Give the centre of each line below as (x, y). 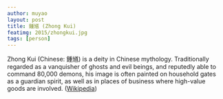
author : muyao (28, 13)
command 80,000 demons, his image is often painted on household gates (112, 74)
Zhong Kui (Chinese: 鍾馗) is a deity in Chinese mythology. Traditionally (108, 59)
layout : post (26, 20)
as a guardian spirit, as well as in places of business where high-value (106, 81)
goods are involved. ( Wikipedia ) (52, 89)
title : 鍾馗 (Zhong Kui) (42, 26)
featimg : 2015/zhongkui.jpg (47, 32)
